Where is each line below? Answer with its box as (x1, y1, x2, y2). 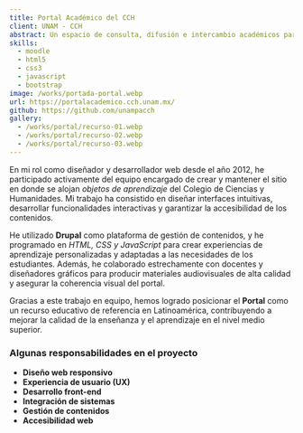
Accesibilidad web (22, 415, 94, 426)
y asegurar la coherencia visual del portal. (9, 278, 165, 288)
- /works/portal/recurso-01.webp (17, 123, 143, 132)
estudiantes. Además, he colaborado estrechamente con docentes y (9, 259, 263, 269)
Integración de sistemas (22, 396, 115, 407)
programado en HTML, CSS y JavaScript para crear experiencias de (9, 239, 263, 249)
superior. (9, 324, 43, 334)
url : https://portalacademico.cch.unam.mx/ (9, 97, 176, 107)
